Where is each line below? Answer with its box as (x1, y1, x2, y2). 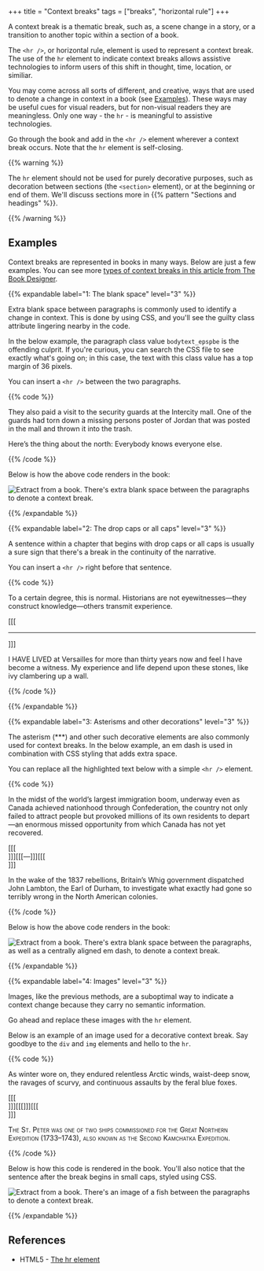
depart (227, 811, 250, 820)
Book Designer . (8, 274, 58, 283)
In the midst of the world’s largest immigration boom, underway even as (8, 794, 240, 804)
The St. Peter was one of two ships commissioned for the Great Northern (8, 1125, 229, 1134)
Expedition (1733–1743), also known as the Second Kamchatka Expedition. (8, 1133, 230, 1143)
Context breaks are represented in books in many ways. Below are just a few (8, 257, 256, 267)
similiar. (8, 71, 33, 79)
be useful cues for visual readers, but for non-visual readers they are (8, 102, 232, 112)
